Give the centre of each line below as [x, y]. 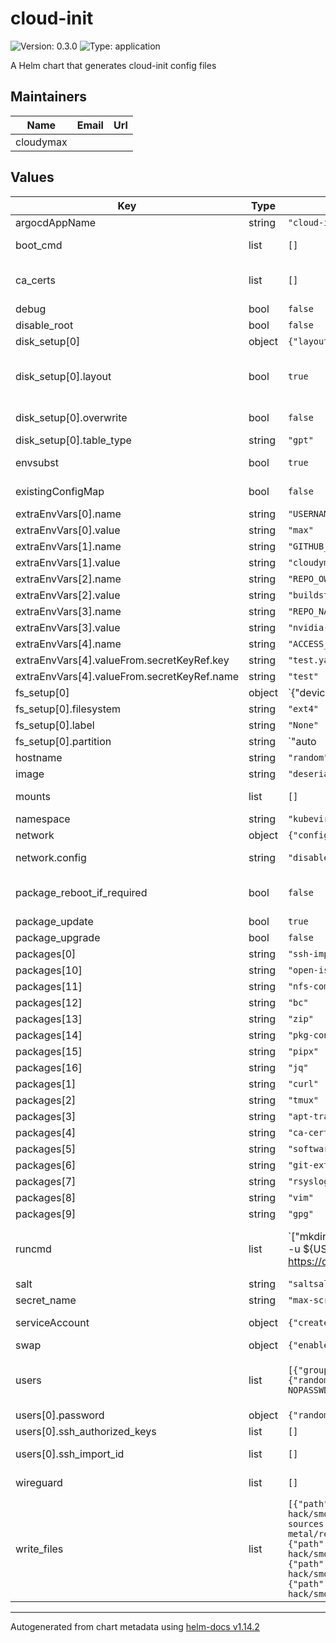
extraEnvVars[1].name [68, 546]
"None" [303, 725]
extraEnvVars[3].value [68, 627]
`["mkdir [307, 1236]
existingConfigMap [60, 491]
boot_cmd [39, 245]
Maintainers [49, 97]
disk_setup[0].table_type [73, 440]
